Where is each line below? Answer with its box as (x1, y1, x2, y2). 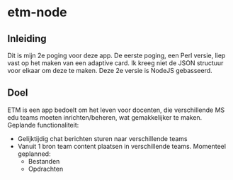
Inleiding (7, 33, 47, 45)
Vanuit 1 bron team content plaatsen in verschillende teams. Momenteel (17, 142, 227, 150)
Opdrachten (28, 164, 64, 173)
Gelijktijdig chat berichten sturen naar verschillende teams (17, 134, 188, 142)
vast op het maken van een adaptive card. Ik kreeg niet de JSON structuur (7, 59, 224, 67)
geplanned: (17, 150, 51, 158)
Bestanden (28, 157, 60, 165)
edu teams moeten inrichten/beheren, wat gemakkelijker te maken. (7, 113, 203, 121)
